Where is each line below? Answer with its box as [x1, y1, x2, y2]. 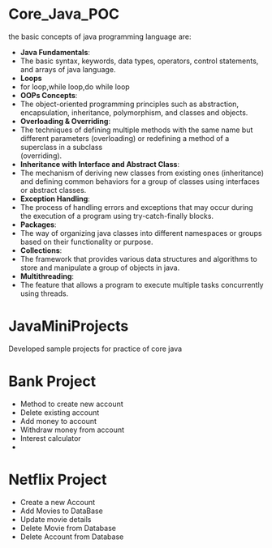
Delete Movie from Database [19, 523, 116, 533]
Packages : [19, 220, 57, 229]
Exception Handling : [19, 194, 91, 203]
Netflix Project [8, 471, 107, 489]
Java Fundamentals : [19, 47, 91, 57]
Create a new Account [19, 497, 96, 507]
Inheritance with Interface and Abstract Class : [19, 159, 180, 169]
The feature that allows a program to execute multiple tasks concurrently [19, 280, 264, 289]
